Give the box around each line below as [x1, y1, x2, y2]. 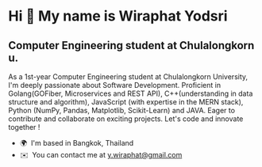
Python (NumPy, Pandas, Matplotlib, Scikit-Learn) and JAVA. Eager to [8, 106, 236, 115]
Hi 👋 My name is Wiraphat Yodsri [8, 7, 228, 25]
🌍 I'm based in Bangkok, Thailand [19, 139, 134, 147]
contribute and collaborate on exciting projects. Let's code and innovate [8, 114, 244, 123]
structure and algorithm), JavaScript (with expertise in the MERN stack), [8, 97, 244, 106]
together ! [8, 123, 40, 131]
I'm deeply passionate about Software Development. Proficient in [8, 81, 221, 89]
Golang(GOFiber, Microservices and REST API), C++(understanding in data [8, 89, 253, 98]
